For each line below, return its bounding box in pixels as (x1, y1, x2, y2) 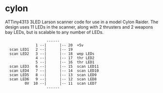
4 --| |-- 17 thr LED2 (36, 55, 95, 61)
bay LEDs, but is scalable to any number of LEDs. (5, 29, 104, 35)
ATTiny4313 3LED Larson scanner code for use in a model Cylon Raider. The (5, 19, 159, 25)
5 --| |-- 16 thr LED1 (36, 60, 95, 64)
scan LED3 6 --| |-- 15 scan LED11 (9, 64, 99, 69)
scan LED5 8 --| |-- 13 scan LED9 (9, 72, 97, 77)
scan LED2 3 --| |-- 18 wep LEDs (9, 51, 95, 56)
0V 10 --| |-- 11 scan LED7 (24, 81, 97, 86)
